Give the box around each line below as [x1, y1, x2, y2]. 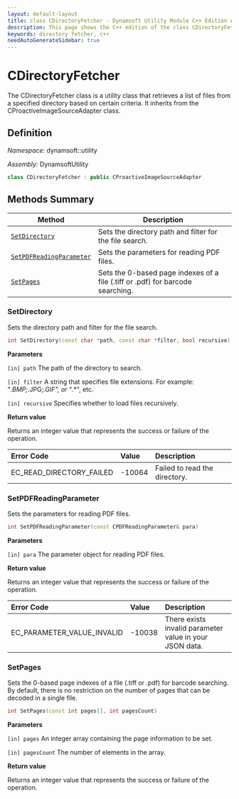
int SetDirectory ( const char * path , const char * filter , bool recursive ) [7, 337, 231, 344]
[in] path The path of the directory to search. [7, 363, 142, 372]
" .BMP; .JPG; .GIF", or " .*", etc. [7, 385, 94, 393]
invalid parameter [164, 623, 223, 633]
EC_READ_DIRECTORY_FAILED [11, 467, 114, 477]
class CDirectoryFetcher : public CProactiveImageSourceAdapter [7, 173, 202, 180]
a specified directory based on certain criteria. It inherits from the [7, 99, 199, 108]
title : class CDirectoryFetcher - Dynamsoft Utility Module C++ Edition [7, 17, 228, 24]
